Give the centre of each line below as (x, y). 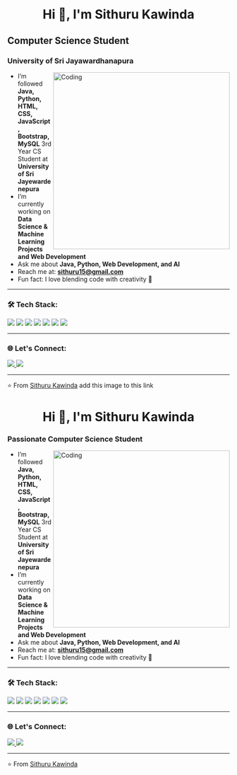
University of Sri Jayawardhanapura (71, 61)
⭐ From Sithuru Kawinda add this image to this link (80, 386)
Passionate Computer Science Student (75, 439)
